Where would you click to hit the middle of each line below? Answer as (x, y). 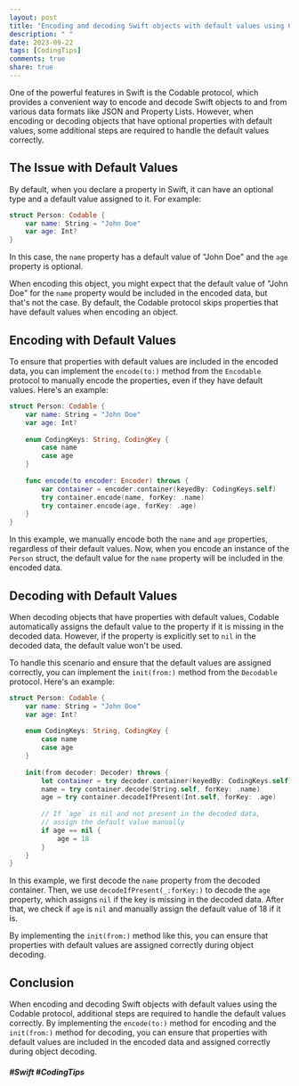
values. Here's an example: (59, 390)
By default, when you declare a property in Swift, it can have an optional (141, 189)
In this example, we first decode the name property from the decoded (135, 881)
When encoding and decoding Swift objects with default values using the (143, 1004)
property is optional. (46, 266)
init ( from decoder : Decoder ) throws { (97, 772)
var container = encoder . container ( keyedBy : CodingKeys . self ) (159, 489)
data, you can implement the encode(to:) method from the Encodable (135, 371)
